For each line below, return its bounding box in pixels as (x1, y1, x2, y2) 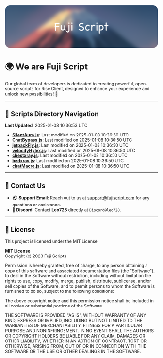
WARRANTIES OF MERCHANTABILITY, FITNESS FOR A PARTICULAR (5, 323, 142, 328)
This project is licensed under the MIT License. (5, 239, 99, 244)
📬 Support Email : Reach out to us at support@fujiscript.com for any (12, 195, 150, 201)
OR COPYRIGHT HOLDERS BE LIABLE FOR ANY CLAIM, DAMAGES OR (5, 333, 146, 339)
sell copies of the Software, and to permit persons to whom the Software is (5, 283, 155, 289)
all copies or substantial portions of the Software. (5, 303, 103, 308)
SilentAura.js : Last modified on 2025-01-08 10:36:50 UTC (12, 132, 129, 138)
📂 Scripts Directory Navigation (5, 110, 99, 118)
